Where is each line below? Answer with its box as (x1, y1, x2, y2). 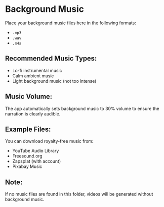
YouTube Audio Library (12, 148, 59, 154)
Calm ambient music (12, 73, 54, 79)
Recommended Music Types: (5, 54, 97, 63)
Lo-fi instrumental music (12, 67, 63, 73)
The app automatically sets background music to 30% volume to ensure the (5, 105, 160, 111)
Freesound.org (12, 153, 42, 159)
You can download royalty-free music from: (5, 138, 94, 144)
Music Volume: (5, 93, 53, 101)
